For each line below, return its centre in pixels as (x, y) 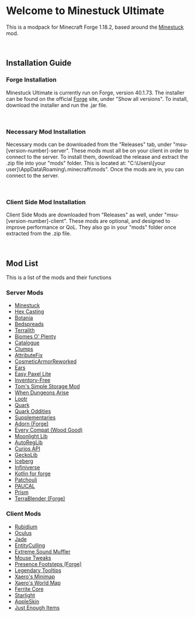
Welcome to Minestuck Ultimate (85, 11)
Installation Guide (39, 63)
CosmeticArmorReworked (46, 361)
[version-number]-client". (37, 221)
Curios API (27, 449)
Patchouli (26, 480)
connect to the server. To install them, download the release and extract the (97, 157)
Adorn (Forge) (32, 424)
